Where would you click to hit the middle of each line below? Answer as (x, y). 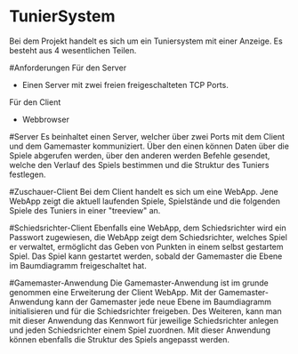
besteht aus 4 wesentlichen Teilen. (73, 50)
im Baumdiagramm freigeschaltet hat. (78, 265)
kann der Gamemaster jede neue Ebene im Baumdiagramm (164, 302)
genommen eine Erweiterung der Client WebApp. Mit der (113, 292)
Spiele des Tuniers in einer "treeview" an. (85, 210)
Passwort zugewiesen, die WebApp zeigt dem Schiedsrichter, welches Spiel (148, 237)
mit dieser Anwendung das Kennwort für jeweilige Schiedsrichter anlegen (144, 320)
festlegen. (28, 174)
